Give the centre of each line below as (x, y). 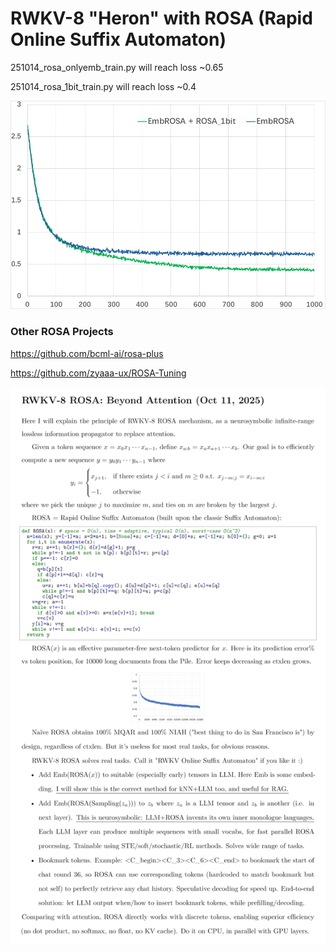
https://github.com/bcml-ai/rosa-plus (87, 353)
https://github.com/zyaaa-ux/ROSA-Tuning (98, 373)
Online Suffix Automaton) (118, 39)
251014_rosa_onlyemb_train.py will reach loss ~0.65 (117, 67)
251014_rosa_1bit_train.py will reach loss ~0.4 (103, 86)
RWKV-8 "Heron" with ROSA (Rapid (161, 18)
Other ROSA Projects (62, 332)
